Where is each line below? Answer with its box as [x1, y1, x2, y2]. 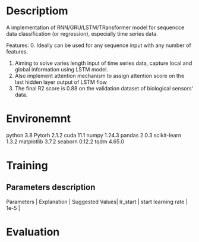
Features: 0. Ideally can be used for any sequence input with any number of [6, 42, 191, 49]
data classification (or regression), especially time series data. [6, 30, 159, 37]
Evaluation [6, 225, 60, 239]
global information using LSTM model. [14, 65, 109, 73]
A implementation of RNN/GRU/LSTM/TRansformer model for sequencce [6, 24, 185, 31]
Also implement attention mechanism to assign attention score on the [14, 72, 185, 79]
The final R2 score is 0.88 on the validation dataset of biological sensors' [14, 84, 194, 92]
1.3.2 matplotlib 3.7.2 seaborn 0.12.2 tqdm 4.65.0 [6, 138, 125, 145]
